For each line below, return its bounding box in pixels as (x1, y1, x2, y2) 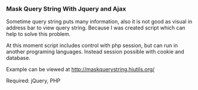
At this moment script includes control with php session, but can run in (6, 42, 178, 49)
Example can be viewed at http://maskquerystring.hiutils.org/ (6, 66, 155, 73)
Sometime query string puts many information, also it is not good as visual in (6, 18, 193, 25)
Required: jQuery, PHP (6, 77, 61, 84)
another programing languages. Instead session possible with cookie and (6, 48, 184, 55)
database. (6, 55, 31, 62)
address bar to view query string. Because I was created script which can (6, 24, 186, 31)
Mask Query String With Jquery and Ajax (6, 5, 126, 13)
